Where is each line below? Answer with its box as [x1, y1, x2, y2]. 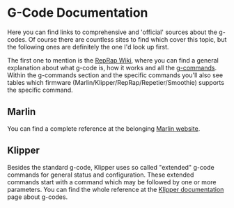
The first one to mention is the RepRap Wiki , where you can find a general [7, 56, 219, 64]
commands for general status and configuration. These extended [7, 170, 194, 179]
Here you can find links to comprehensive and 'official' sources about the [7, 28, 218, 36]
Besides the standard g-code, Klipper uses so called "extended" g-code [7, 163, 214, 171]
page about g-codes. [7, 193, 68, 201]
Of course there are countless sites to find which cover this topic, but [28, 35, 227, 43]
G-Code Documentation [7, 5, 148, 21]
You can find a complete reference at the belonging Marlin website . [7, 124, 201, 133]
